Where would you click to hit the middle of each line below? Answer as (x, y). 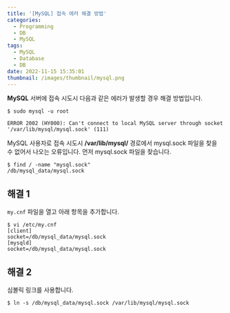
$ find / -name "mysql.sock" (49, 165)
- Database (29, 59)
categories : (24, 20)
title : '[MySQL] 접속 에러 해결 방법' (57, 13)
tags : (15, 46)
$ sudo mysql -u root (38, 111)
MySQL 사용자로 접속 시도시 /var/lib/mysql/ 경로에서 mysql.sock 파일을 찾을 (112, 143)
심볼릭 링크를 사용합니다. (40, 290)
